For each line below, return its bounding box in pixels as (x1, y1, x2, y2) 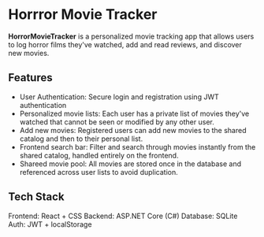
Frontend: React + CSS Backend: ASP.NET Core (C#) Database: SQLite (8, 211, 238, 220)
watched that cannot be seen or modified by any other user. (19, 117, 214, 127)
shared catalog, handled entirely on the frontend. (19, 150, 179, 160)
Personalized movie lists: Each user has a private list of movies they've (19, 109, 250, 118)
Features (8, 71, 53, 84)
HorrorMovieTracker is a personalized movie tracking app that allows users (8, 31, 255, 41)
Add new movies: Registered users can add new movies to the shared (19, 125, 247, 135)
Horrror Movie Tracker (8, 6, 158, 24)
